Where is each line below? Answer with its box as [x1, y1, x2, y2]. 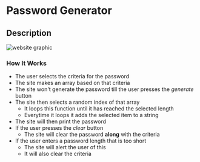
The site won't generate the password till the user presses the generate [15, 86, 194, 93]
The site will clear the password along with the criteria [24, 131, 160, 138]
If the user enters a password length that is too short [15, 137, 147, 144]
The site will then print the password [15, 118, 107, 125]
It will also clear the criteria [24, 150, 92, 158]
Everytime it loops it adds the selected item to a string [24, 112, 159, 119]
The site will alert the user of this [24, 144, 106, 151]
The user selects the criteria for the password [15, 73, 129, 80]
